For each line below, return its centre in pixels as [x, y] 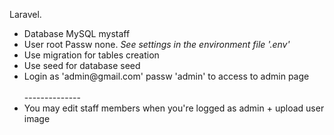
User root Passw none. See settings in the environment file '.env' [157, 44]
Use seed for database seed [82, 65]
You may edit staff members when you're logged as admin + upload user [174, 108]
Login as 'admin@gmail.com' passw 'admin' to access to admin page [166, 76]
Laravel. [25, 14]
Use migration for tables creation [91, 55]
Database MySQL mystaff [77, 33]
